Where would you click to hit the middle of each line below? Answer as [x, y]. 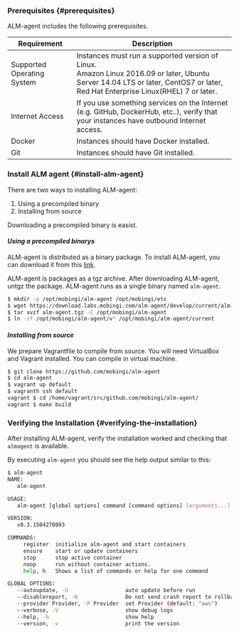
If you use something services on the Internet [152, 103]
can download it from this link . [52, 264]
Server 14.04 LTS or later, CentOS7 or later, [150, 83]
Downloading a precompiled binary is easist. [72, 225]
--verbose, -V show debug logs [95, 610]
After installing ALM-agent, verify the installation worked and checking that [117, 438]
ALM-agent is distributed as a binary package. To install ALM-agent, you [114, 257]
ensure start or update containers [81, 551]
